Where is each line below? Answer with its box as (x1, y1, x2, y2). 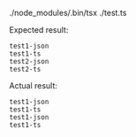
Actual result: (9, 80, 57, 91)
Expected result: (9, 25, 69, 34)
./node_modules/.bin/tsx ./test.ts (9, 8, 127, 18)
